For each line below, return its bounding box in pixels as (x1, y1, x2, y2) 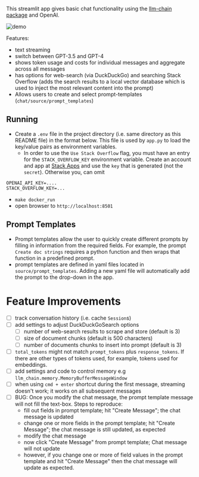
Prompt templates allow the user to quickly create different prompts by (14, 235, 189, 242)
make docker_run (14, 197, 55, 203)
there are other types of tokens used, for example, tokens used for (14, 354, 179, 361)
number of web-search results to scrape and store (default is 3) (23, 327, 181, 335)
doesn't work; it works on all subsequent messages (14, 387, 142, 394)
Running (6, 114, 39, 124)
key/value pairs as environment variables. (14, 143, 117, 150)
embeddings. (14, 361, 48, 368)
